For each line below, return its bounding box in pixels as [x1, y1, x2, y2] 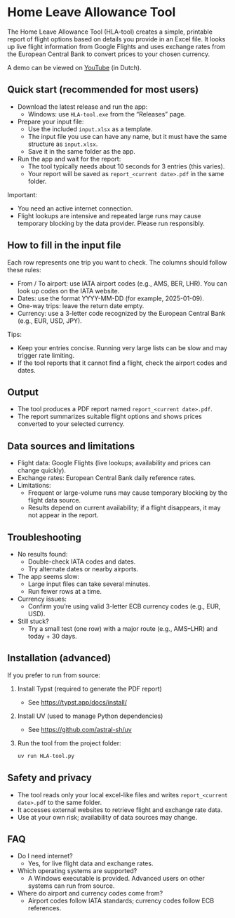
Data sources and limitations [7, 440, 135, 452]
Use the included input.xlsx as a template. [27, 124, 153, 133]
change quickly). [17, 466, 67, 474]
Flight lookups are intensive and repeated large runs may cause [17, 211, 201, 220]
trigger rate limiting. [17, 351, 75, 359]
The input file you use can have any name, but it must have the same [27, 132, 227, 140]
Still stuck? [17, 617, 49, 625]
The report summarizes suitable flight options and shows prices [17, 412, 202, 421]
